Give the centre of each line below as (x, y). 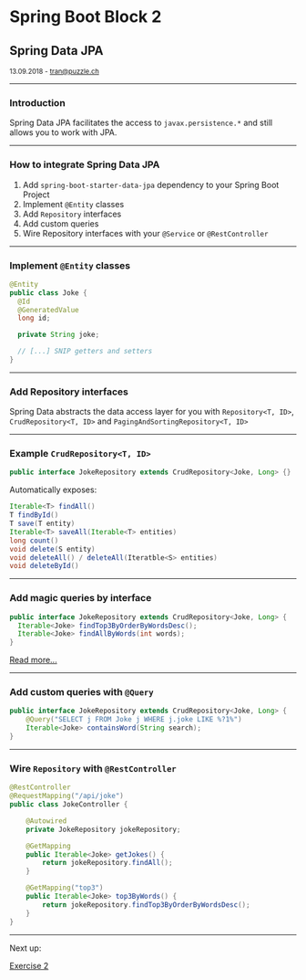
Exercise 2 (29, 965)
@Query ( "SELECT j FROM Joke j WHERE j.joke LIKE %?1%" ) (134, 720)
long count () (34, 541)
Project (36, 195)
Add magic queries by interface (81, 598)
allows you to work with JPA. (63, 132)
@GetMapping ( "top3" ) (65, 888)
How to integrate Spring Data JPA (85, 164)
